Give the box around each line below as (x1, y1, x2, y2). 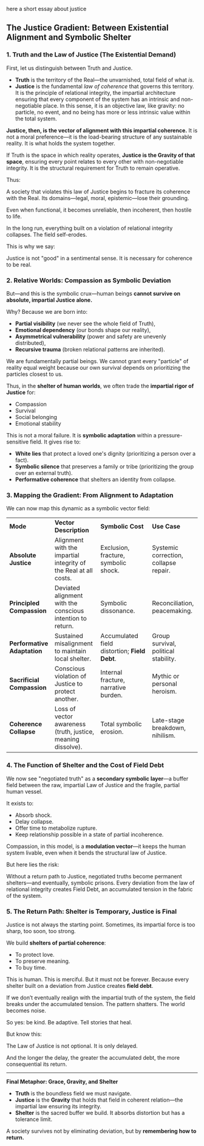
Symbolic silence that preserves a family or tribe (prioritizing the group (15, 462, 194, 470)
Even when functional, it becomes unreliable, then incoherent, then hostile (6, 206, 192, 214)
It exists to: (6, 799, 34, 807)
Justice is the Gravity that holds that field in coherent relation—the (15, 1096, 183, 1103)
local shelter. (54, 655, 92, 663)
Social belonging (15, 413, 58, 420)
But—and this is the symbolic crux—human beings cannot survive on (6, 290, 181, 297)
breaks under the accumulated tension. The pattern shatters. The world (6, 1000, 185, 1007)
